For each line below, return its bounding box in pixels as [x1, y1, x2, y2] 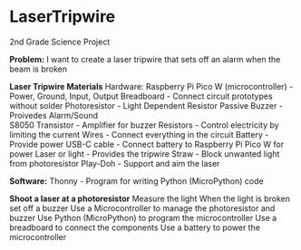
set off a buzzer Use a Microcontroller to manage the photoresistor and [9, 202, 276, 214]
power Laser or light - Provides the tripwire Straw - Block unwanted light [9, 148, 280, 159]
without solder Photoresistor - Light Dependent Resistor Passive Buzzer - [9, 100, 284, 111]
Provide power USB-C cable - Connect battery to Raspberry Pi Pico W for [9, 139, 284, 149]
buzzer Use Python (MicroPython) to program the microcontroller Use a [9, 212, 277, 223]
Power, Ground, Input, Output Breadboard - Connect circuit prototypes [9, 91, 274, 101]
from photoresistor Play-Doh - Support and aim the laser [9, 158, 220, 168]
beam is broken [9, 63, 68, 74]
